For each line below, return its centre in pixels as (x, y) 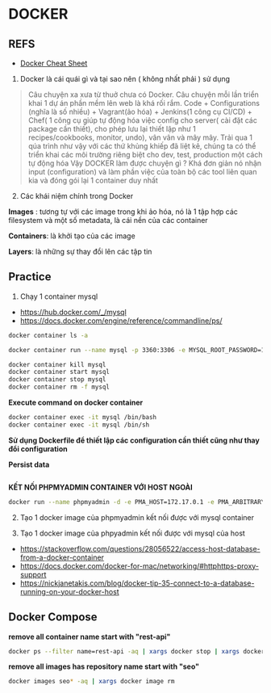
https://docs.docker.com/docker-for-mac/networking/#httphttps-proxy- (140, 565)
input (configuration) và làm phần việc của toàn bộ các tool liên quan (142, 172)
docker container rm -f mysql (59, 387)
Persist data (29, 464)
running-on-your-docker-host (69, 591)
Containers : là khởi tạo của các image (72, 236)
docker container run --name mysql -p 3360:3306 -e (97, 350)
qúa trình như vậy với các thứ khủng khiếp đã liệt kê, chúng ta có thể (142, 146)
